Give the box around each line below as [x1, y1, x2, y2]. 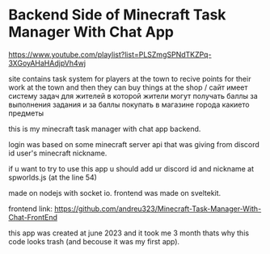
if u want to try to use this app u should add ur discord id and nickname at [8, 163, 255, 173]
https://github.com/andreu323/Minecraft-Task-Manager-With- [53, 204, 262, 214]
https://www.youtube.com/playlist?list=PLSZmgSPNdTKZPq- [8, 49, 212, 59]
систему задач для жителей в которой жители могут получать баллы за [8, 91, 259, 100]
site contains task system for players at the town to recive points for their [8, 74, 251, 83]
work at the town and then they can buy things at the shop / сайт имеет [8, 83, 248, 92]
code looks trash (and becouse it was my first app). [8, 236, 180, 246]
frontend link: [8, 204, 53, 214]
